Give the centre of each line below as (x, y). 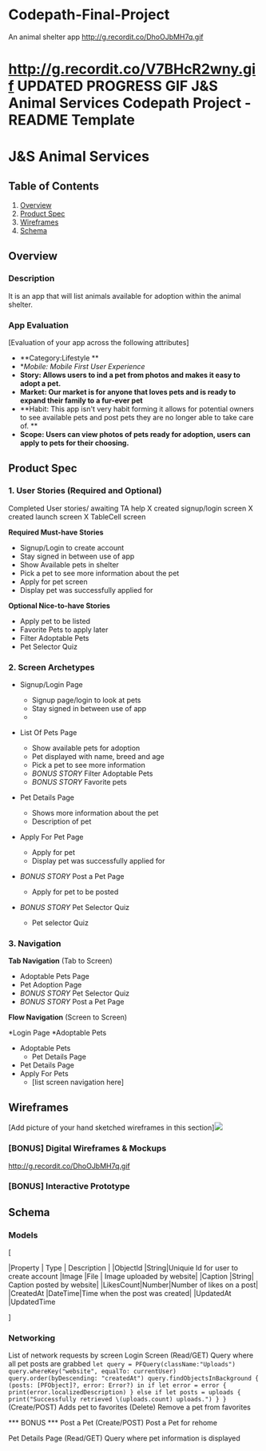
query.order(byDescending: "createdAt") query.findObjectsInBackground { (134, 1379)
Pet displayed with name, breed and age (98, 757)
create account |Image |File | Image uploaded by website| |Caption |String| (131, 1277)
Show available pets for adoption (86, 748)
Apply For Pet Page (52, 837)
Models (23, 1234)
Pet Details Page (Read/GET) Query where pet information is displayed (125, 1438)
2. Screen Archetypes (52, 667)
